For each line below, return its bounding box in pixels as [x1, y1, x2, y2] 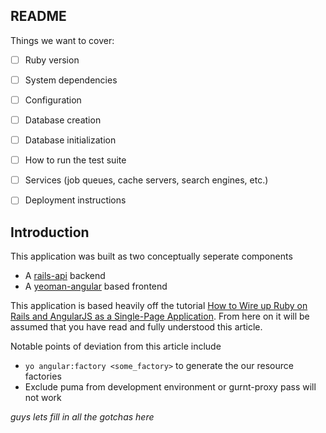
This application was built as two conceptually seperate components [10, 250, 293, 263]
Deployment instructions [24, 194, 127, 206]
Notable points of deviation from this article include [10, 340, 222, 353]
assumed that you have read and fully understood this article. [10, 321, 263, 333]
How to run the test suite [24, 154, 127, 166]
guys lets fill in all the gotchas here [10, 411, 155, 423]
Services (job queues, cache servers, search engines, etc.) [24, 174, 269, 186]
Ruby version [24, 54, 80, 66]
